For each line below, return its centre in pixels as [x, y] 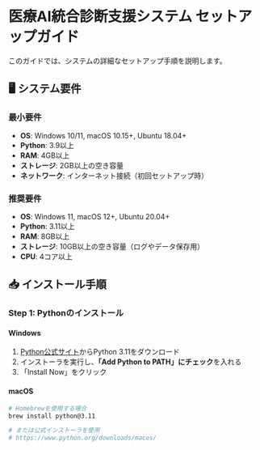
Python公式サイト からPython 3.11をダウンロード [100, 352]
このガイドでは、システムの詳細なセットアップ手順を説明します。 [118, 61]
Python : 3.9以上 [47, 145]
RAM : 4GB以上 [45, 155]
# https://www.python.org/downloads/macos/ [83, 438]
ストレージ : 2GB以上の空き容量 [71, 165]
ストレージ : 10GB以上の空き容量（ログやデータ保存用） [112, 246]
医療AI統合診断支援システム [100, 17]
